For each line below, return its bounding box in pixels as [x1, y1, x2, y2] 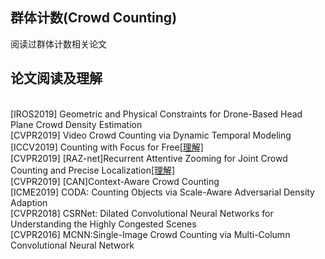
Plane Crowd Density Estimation [10, 118, 143, 130]
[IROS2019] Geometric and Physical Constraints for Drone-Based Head [10, 108, 303, 120]
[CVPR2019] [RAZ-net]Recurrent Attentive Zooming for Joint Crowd [10, 152, 288, 164]
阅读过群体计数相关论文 [10, 38, 107, 50]
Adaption [10, 196, 48, 208]
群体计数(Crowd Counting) [10, 9, 178, 27]
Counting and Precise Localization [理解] [10, 164, 176, 176]
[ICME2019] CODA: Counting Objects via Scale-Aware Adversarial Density [10, 186, 315, 198]
